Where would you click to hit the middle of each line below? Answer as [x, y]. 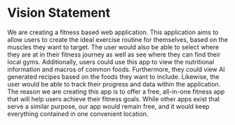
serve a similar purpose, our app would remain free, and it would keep [108, 106]
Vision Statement [59, 13]
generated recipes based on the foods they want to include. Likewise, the [113, 76]
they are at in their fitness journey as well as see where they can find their [114, 54]
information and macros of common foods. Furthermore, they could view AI [116, 69]
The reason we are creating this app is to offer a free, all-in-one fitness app [116, 91]
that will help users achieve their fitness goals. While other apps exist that [114, 98]
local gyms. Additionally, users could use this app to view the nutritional [111, 61]
